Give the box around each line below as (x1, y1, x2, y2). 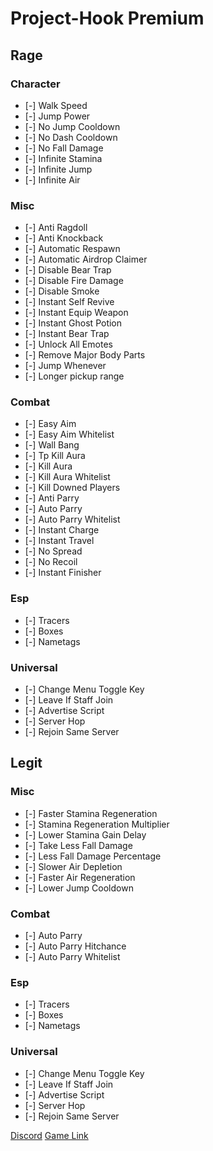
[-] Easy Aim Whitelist (24, 428, 115, 441)
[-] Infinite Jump (24, 163, 93, 175)
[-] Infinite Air (24, 173, 81, 186)
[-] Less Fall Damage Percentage (24, 850, 162, 862)
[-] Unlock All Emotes (24, 338, 113, 351)
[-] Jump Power (24, 110, 91, 122)
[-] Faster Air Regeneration (24, 871, 136, 883)
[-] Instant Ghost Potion (24, 317, 123, 329)
